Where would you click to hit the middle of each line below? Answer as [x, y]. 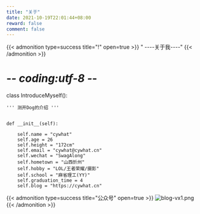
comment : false [26, 29]
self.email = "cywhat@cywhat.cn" [60, 151]
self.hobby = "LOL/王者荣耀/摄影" [58, 169]
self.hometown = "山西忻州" [51, 162]
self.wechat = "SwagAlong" [52, 156]
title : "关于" [23, 12]
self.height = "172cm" [46, 145]
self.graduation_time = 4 [50, 180]
